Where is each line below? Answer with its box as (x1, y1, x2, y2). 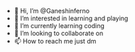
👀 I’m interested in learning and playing (13, 14, 129, 22)
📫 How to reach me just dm (13, 37, 97, 45)
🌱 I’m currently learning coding (13, 22, 105, 30)
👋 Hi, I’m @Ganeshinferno (13, 7, 90, 15)
